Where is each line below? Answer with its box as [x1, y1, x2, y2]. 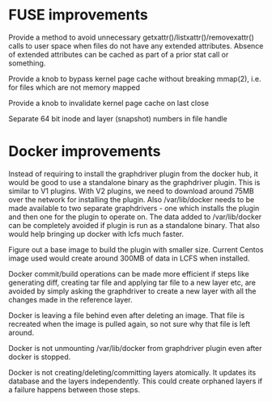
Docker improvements [8, 142, 161, 161]
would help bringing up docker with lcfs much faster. [8, 229, 185, 239]
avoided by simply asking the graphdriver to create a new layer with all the [8, 286, 257, 296]
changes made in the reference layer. [8, 294, 133, 304]
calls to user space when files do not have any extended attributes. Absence [8, 40, 264, 50]
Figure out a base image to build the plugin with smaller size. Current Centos [8, 244, 264, 254]
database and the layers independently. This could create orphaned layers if [8, 376, 263, 386]
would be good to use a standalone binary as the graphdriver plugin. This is [8, 177, 261, 187]
